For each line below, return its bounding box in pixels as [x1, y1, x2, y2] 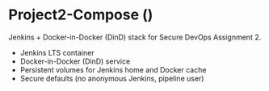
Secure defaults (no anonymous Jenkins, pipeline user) [19, 73, 204, 83]
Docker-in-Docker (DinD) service [19, 56, 131, 66]
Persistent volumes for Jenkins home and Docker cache [19, 64, 207, 74]
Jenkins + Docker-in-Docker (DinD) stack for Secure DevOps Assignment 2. [8, 32, 262, 42]
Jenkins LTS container [19, 48, 95, 57]
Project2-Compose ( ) [8, 6, 153, 24]
